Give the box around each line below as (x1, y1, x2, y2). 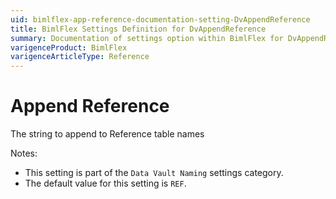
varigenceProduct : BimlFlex (10, 42, 128, 53)
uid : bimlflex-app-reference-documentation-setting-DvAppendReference (10, 14, 311, 25)
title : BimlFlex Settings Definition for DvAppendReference (10, 24, 267, 34)
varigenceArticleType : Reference (10, 52, 150, 62)
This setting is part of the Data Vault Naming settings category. (24, 167, 284, 179)
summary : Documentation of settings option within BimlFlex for (10, 33, 284, 43)
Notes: (10, 147, 38, 160)
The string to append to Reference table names (10, 128, 205, 140)
